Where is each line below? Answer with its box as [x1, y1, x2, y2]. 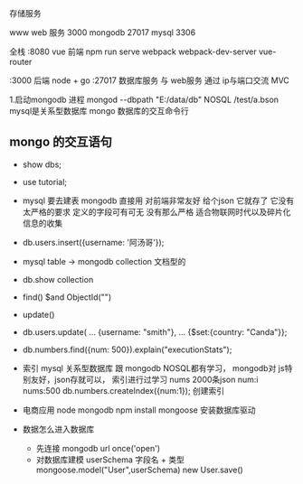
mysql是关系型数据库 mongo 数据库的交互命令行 [9, 106, 190, 116]
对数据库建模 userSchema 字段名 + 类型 [35, 454, 185, 465]
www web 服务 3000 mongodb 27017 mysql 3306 [9, 27, 196, 38]
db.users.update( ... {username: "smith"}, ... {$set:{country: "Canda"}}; [22, 326, 288, 337]
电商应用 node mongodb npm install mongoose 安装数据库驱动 [22, 405, 256, 415]
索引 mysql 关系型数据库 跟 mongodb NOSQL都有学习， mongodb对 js [22, 362, 285, 373]
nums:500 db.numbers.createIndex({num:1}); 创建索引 [22, 385, 225, 396]
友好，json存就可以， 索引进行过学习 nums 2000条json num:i [30, 374, 259, 385]
